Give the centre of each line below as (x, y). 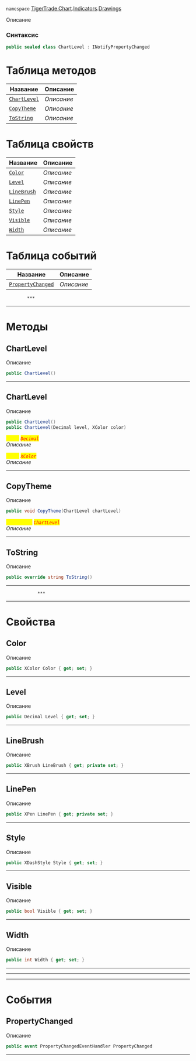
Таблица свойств (50, 144)
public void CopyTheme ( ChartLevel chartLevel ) (64, 511)
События (29, 1000)
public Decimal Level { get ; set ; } (50, 717)
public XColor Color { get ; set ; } (49, 668)
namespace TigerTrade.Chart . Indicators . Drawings (64, 8)
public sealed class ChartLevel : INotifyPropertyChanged (78, 47)
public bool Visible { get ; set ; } (49, 911)
